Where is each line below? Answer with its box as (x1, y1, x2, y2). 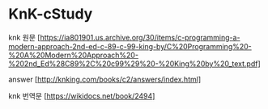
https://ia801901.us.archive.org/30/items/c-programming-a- (40, 32, 240, 42)
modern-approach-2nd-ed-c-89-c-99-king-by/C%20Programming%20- (8, 41, 253, 51)
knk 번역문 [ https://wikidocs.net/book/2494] (8, 90, 155, 101)
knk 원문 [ (8, 32, 40, 42)
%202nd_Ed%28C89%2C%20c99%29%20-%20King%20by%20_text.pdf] (8, 58, 261, 69)
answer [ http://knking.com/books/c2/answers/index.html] (8, 74, 201, 84)
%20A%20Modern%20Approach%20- (8, 50, 139, 60)
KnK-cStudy (8, 5, 93, 23)
